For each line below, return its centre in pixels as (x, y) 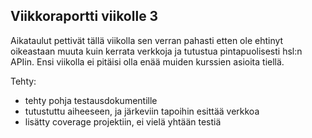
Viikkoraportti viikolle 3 (84, 16)
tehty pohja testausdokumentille (91, 100)
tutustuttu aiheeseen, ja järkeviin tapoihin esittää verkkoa (142, 111)
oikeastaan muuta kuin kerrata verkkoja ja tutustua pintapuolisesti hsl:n (156, 51)
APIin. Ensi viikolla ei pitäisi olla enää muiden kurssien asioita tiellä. (147, 61)
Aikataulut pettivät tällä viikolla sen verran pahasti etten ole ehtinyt (147, 40)
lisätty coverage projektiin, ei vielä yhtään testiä (123, 121)
